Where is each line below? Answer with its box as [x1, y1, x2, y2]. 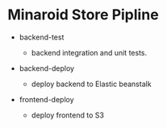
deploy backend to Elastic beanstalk [31, 79, 152, 89]
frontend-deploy [19, 94, 74, 104]
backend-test [19, 32, 65, 42]
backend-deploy [19, 63, 74, 73]
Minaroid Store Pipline [7, 6, 159, 24]
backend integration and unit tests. [31, 47, 147, 57]
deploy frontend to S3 [31, 110, 104, 120]
